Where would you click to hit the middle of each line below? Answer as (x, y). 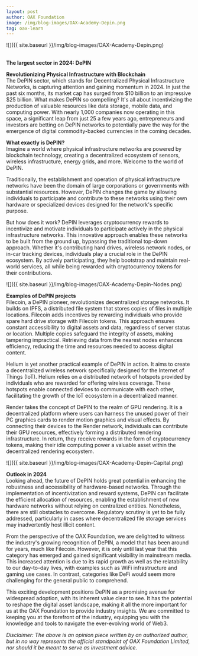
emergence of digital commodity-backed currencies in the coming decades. (99, 131)
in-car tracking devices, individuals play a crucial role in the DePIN (87, 254)
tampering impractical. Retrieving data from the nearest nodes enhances (95, 340)
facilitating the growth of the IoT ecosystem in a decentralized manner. (92, 396)
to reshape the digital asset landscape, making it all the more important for (97, 605)
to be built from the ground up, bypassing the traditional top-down (87, 242)
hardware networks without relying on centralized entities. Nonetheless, (94, 506)
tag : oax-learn (25, 28)
